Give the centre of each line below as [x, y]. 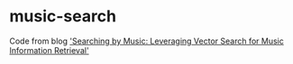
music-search [63, 16]
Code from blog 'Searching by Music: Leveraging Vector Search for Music [146, 41]
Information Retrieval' [49, 50]
